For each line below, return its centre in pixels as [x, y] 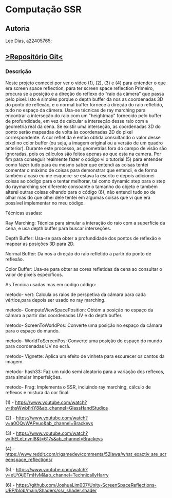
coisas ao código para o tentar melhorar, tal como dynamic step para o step [85, 181]
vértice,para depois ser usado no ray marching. [55, 300]
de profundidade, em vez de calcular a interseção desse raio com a [77, 121]
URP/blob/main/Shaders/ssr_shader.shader [51, 490]
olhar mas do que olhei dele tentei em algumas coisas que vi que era [78, 197]
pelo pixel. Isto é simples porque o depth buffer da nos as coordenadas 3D [84, 99]
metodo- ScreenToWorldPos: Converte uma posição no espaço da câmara [84, 325]
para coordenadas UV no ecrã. [38, 346]
